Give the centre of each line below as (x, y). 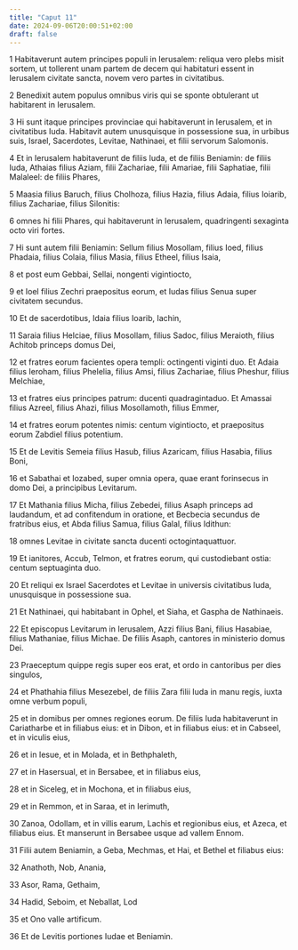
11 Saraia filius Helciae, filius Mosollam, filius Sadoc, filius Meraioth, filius (142, 335)
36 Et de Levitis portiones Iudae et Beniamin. (91, 937)
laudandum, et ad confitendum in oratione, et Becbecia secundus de (135, 515)
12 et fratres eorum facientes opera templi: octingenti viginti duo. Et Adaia (144, 362)
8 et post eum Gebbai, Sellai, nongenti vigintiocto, (101, 274)
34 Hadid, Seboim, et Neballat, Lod (73, 902)
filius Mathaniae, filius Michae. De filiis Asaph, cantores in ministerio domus (147, 639)
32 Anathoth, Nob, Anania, (58, 867)
